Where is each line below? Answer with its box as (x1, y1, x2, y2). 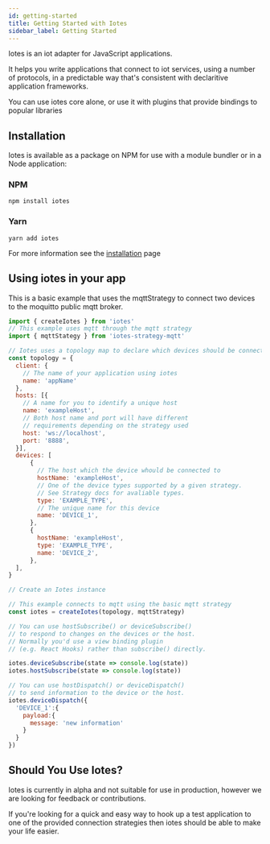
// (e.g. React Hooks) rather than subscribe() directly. (8, 645, 207, 653)
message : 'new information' (29, 718, 125, 727)
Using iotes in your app (8, 271, 126, 286)
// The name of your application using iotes (22, 369, 178, 377)
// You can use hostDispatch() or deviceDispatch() (8, 681, 185, 689)
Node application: (8, 159, 67, 169)
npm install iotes (8, 197, 70, 205)
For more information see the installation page (8, 248, 161, 258)
